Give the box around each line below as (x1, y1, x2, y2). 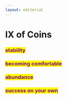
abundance (5, 73, 33, 80)
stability (5, 46, 26, 53)
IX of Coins (5, 28, 52, 40)
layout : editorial (5, 7, 43, 12)
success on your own (5, 87, 58, 94)
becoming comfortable (5, 60, 62, 67)
